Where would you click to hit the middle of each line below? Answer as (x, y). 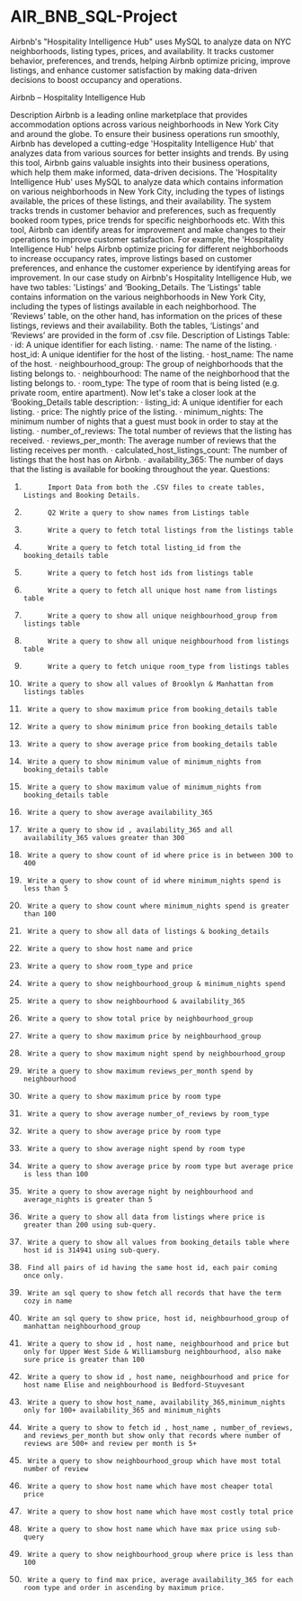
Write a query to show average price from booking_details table (152, 744)
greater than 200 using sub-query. (90, 1225)
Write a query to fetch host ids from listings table (150, 573)
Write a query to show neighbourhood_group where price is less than (160, 1554)
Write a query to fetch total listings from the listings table (170, 530)
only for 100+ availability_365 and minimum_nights (122, 1410)
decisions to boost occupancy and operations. (96, 79)
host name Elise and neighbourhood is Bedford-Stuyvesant (134, 1385)
